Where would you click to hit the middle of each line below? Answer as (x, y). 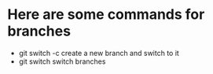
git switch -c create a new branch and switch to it (99, 53)
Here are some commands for (106, 15)
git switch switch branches (62, 61)
